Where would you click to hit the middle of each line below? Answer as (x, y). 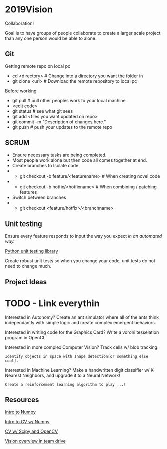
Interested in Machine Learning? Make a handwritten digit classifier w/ (77, 370)
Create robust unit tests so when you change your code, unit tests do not (80, 261)
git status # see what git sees (43, 111)
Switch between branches (39, 197)
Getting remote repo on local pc (38, 66)
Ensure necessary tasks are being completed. (59, 155)
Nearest (13, 375)
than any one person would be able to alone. (51, 38)
